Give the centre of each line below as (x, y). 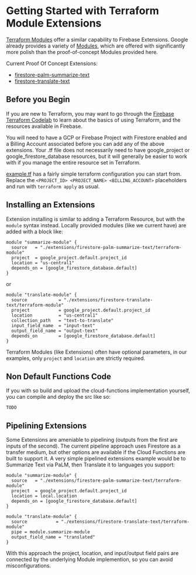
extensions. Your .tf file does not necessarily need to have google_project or (98, 150)
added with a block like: (35, 231)
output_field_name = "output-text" (55, 331)
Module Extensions (54, 23)
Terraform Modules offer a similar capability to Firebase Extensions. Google (97, 39)
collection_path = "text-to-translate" (63, 320)
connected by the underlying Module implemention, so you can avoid (90, 560)
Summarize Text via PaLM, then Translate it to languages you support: (91, 465)
